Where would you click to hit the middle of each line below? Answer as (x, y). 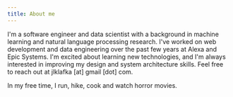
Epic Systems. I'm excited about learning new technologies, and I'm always (116, 57)
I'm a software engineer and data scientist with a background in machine (113, 34)
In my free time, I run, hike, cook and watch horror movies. (92, 85)
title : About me (31, 14)
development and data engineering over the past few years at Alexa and (112, 49)
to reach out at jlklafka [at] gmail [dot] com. (70, 72)
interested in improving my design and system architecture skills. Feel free (115, 64)
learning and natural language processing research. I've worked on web (112, 41)
